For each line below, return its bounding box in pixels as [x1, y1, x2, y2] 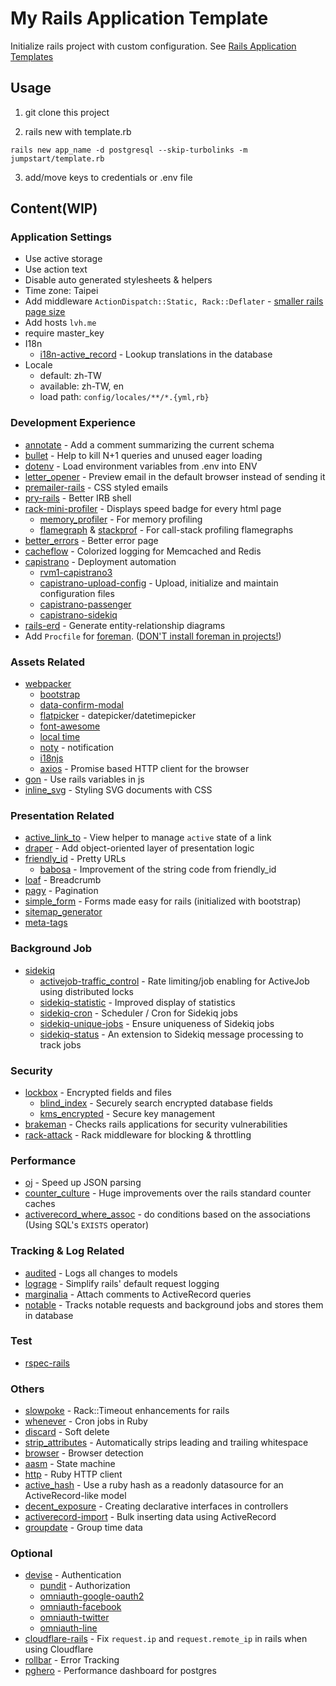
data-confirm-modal [39, 699, 124, 711]
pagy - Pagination [24, 885, 99, 897]
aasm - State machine [24, 1458, 116, 1470]
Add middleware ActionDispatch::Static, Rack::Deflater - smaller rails [24, 295, 324, 307]
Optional [10, 1547, 53, 1561]
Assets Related [10, 655, 86, 669]
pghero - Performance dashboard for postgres [24, 1665, 217, 1677]
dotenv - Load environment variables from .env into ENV [24, 460, 258, 472]
